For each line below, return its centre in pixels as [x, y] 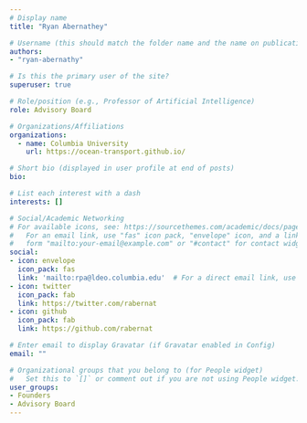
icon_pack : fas [47, 270]
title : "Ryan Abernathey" [58, 26]
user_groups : [34, 387]
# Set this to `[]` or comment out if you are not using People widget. [155, 379]
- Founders [30, 396]
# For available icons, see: [65, 227]
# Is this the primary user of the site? [90, 77]
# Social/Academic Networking [67, 218]
